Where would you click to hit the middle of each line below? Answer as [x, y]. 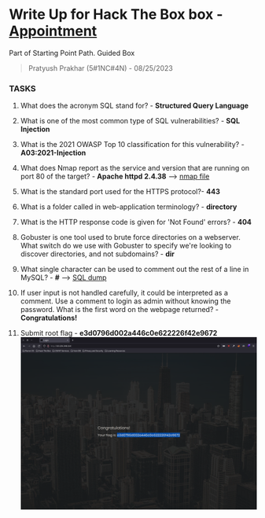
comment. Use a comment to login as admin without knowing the [125, 301]
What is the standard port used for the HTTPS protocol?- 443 [120, 192]
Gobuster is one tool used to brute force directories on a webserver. [130, 237]
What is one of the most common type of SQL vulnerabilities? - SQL [130, 121]
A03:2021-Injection [53, 153]
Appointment [53, 31]
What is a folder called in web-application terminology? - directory [129, 207]
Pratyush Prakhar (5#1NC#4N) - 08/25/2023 [101, 68]
